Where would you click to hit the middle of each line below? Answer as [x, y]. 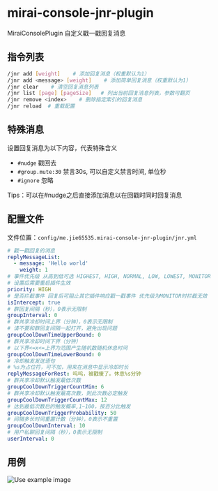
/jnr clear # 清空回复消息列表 [53, 87]
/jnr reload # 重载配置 [41, 106]
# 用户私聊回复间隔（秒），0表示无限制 [55, 432]
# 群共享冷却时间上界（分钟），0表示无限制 [60, 322]
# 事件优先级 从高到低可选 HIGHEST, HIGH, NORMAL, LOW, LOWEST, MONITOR [109, 277]
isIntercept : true [34, 302]
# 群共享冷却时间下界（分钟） [44, 341]
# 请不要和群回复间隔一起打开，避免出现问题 [62, 329]
